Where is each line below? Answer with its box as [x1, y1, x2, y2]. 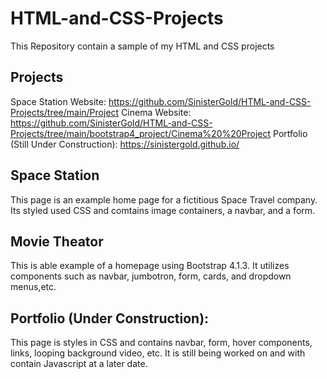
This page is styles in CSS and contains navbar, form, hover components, [10, 337, 313, 349]
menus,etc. [10, 281, 57, 293]
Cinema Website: [121, 106, 192, 118]
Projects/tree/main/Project [10, 106, 120, 118]
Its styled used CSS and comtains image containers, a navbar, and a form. [10, 204, 316, 216]
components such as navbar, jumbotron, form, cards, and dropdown [10, 270, 292, 282]
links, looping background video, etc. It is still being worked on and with [10, 347, 306, 359]
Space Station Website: [10, 95, 107, 107]
